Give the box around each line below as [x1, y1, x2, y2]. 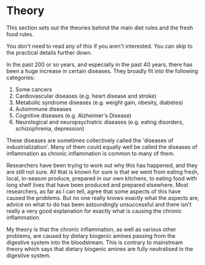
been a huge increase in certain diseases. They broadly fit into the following [6, 67, 198, 74]
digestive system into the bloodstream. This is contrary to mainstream [6, 239, 183, 246]
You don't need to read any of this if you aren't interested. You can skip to [6, 42, 193, 50]
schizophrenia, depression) [15, 125, 85, 132]
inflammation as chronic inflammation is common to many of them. [6, 150, 175, 157]
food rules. [6, 30, 34, 37]
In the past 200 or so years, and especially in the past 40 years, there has [6, 61, 193, 68]
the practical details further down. [6, 48, 92, 56]
